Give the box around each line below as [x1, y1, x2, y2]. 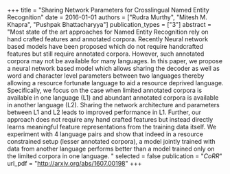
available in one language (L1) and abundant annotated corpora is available [7, 94, 219, 102]
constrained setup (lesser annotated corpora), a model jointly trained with [7, 138, 216, 145]
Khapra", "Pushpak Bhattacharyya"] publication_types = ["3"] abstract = [7, 21, 211, 28]
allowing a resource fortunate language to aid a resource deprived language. [7, 79, 224, 87]
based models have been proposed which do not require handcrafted [7, 43, 204, 50]
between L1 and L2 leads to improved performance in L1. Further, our [7, 108, 201, 116]
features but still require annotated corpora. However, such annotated [7, 50, 205, 58]
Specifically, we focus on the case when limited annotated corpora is [7, 86, 203, 94]
